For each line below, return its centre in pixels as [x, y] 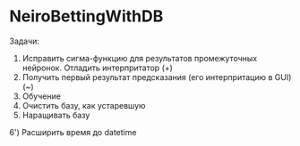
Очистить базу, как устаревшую [84, 105]
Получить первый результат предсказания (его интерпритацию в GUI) [157, 77]
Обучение [41, 96]
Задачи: [25, 41]
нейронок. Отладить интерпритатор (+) [97, 68]
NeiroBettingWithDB [86, 16]
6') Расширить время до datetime [73, 132]
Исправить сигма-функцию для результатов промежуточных [140, 58]
